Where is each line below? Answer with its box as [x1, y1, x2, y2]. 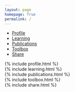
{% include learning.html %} [4, 66, 62, 72]
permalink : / [4, 16, 32, 21]
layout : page [4, 7, 32, 12]
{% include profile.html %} [4, 61, 59, 67]
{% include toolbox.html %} [4, 77, 61, 83]
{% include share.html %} [4, 82, 57, 88]
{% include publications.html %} [4, 72, 71, 78]
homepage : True [4, 12, 36, 17]
